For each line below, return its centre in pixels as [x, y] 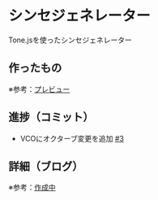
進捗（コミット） [51, 117]
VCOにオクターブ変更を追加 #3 [72, 138]
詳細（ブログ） [46, 166]
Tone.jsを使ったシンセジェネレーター [70, 40]
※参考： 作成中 [32, 188]
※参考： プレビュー [39, 89]
